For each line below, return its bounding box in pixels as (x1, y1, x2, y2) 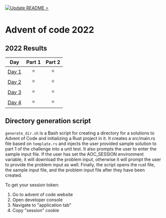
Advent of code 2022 (5, 24, 94, 36)
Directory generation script (5, 117, 91, 125)
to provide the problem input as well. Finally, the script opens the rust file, (5, 161, 155, 167)
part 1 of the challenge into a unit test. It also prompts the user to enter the (5, 145, 157, 151)
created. (5, 172, 22, 178)
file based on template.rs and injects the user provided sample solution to (5, 141, 157, 146)
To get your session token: (5, 182, 59, 188)
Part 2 (45, 59, 60, 66)
